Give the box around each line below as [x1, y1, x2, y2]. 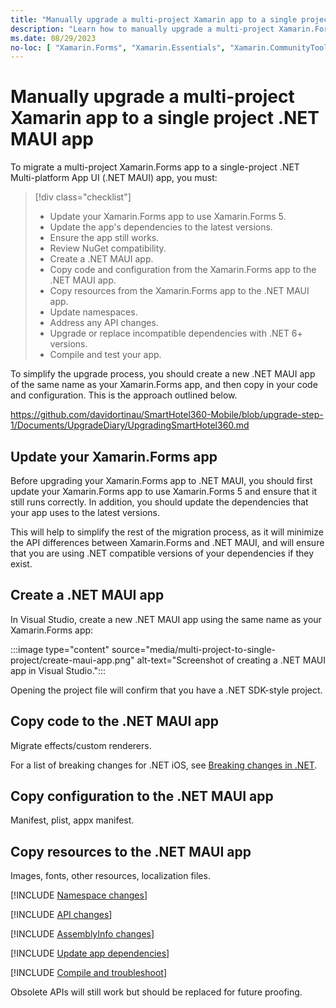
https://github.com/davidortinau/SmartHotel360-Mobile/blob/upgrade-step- [10, 409, 324, 421]
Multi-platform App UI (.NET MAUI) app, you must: [10, 172, 218, 184]
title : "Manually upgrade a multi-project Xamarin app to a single [10, 14, 298, 25]
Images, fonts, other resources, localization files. [10, 870, 211, 882]
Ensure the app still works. [49, 232, 160, 244]
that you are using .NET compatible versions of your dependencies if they [10, 547, 315, 559]
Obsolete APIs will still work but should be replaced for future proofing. [10, 986, 303, 998]
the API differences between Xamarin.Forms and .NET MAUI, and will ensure [10, 537, 325, 548]
